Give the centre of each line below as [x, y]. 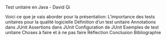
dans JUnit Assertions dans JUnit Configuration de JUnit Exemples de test [82, 27]
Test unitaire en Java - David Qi [38, 7]
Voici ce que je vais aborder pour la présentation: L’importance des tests [80, 17]
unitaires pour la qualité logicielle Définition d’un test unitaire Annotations [81, 22]
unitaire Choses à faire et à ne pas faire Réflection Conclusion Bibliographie [83, 32]
